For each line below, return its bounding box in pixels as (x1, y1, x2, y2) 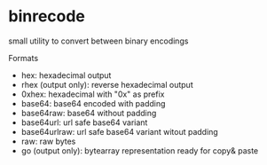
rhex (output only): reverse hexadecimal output (20, 79, 193, 90)
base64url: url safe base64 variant (20, 117, 148, 128)
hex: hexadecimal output (20, 69, 112, 81)
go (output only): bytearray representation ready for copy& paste (20, 145, 259, 156)
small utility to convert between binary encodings (8, 35, 189, 46)
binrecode (8, 6, 86, 27)
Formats (8, 52, 39, 63)
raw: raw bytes (20, 136, 76, 146)
